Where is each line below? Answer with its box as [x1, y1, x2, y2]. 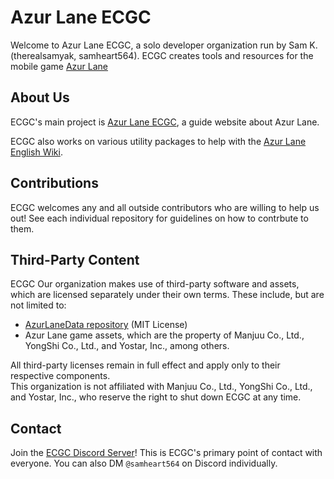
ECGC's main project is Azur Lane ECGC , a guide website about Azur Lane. [10, 116, 320, 128]
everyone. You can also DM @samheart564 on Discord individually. [10, 457, 278, 470]
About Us [10, 89, 70, 106]
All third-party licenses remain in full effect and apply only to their [10, 359, 281, 371]
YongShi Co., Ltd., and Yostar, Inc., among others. [24, 340, 230, 352]
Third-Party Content [10, 251, 140, 268]
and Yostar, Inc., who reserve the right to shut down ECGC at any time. [10, 391, 302, 403]
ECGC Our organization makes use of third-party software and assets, [10, 278, 300, 290]
